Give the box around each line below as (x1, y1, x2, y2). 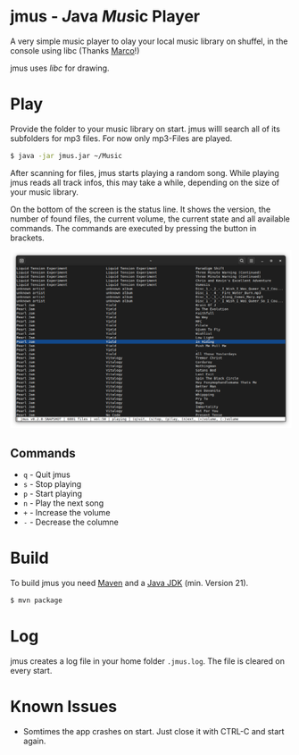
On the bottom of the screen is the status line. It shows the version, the (10, 204, 271, 214)
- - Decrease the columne (22, 516, 119, 527)
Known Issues (10, 696, 118, 717)
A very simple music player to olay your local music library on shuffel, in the (10, 36, 288, 46)
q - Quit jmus (22, 469, 71, 480)
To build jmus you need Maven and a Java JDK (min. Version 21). (10, 577, 249, 588)
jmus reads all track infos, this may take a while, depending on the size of (10, 177, 280, 188)
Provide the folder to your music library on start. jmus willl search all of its (10, 123, 280, 134)
